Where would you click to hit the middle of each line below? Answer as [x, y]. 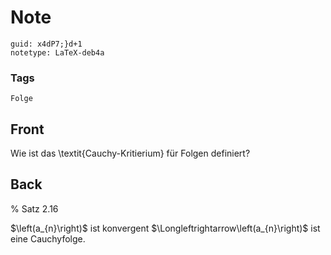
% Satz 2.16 [34, 208]
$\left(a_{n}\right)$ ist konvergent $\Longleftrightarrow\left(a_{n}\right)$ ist [165, 228]
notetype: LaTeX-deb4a [57, 52]
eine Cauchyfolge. [48, 238]
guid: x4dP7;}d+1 [46, 44]
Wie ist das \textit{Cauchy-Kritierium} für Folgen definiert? [130, 153]
